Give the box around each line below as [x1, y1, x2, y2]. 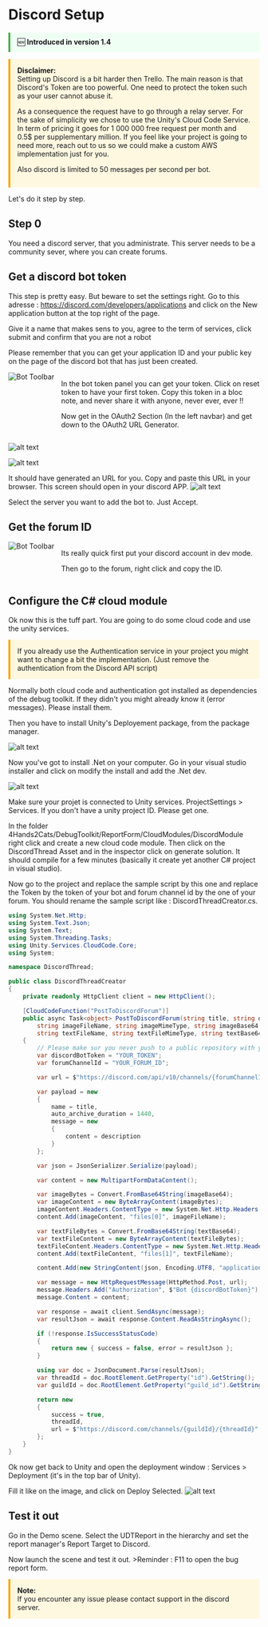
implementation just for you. [17, 149, 109, 158]
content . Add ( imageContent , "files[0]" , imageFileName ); [37, 1213, 227, 1221]
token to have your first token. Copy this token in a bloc [61, 387, 243, 397]
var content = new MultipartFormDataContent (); [37, 1176, 198, 1184]
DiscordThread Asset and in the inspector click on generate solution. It [8, 847, 241, 856]
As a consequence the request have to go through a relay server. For [17, 106, 243, 116]
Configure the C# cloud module [8, 594, 167, 608]
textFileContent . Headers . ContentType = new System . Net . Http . [37, 1242, 245, 1250]
